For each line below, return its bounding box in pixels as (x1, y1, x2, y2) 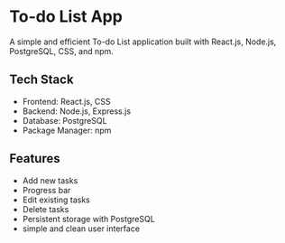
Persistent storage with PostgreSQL (22, 213, 155, 224)
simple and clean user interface (22, 223, 141, 234)
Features (9, 151, 60, 166)
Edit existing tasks (22, 194, 90, 205)
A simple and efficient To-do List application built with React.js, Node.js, (9, 36, 277, 47)
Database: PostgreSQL (22, 115, 107, 126)
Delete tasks (22, 203, 69, 214)
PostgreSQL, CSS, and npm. (9, 45, 115, 56)
